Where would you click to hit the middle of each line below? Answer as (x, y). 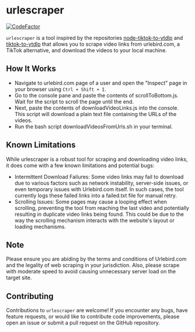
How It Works (31, 69)
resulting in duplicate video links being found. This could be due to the (99, 214)
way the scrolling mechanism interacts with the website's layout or (95, 220)
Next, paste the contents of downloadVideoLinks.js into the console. (97, 108)
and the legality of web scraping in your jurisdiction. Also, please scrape (93, 265)
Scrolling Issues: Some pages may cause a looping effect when (91, 201)
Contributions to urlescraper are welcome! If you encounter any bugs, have (97, 310)
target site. (19, 278)
